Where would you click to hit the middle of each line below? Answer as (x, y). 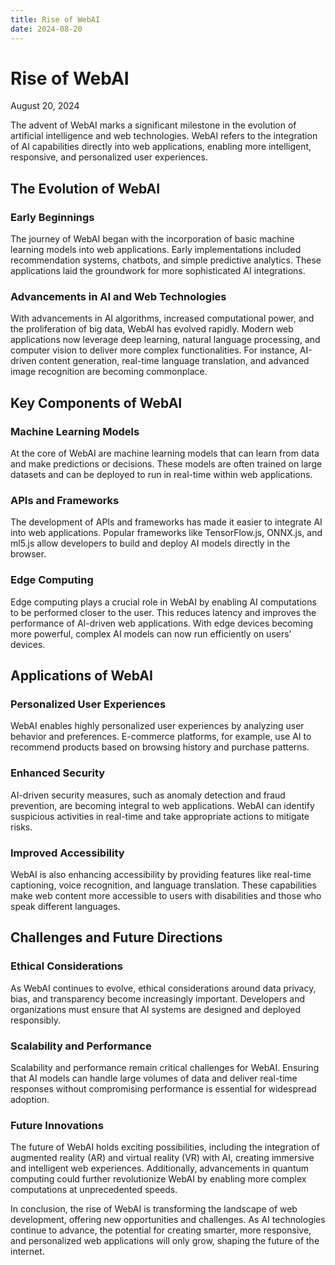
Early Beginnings (52, 217)
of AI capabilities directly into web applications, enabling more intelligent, (161, 147)
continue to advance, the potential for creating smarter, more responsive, (161, 1230)
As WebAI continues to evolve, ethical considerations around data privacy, (163, 988)
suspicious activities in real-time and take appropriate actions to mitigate (160, 816)
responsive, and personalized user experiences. (109, 157)
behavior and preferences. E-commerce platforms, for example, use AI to (161, 737)
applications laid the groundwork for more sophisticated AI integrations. (158, 271)
